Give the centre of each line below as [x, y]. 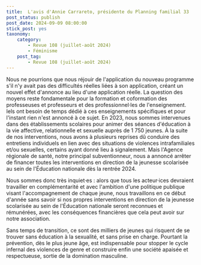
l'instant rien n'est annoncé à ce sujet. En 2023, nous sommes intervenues [98, 117]
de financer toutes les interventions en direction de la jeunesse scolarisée [97, 162]
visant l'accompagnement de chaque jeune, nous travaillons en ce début [96, 193]
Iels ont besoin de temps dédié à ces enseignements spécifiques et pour [96, 111]
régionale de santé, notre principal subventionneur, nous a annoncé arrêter [99, 156]
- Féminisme [43, 51]
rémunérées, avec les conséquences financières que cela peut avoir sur [95, 212]
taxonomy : [19, 34]
